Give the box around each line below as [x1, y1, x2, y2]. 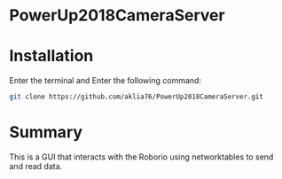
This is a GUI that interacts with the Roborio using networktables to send [9, 152, 274, 162]
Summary [9, 122, 82, 143]
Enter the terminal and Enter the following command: [9, 75, 202, 86]
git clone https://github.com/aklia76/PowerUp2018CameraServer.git [9, 92, 264, 102]
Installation [9, 46, 94, 66]
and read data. [9, 160, 63, 171]
